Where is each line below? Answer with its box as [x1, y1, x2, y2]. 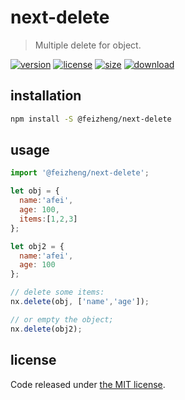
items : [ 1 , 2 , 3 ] [19, 214, 78, 224]
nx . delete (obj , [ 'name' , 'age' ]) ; [10, 297, 150, 307]
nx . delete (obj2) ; [10, 324, 83, 334]
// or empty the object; [10, 314, 114, 325]
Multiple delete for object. [34, 39, 142, 51]
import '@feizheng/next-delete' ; [10, 168, 150, 178]
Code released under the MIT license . [10, 378, 166, 390]
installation [10, 87, 82, 105]
